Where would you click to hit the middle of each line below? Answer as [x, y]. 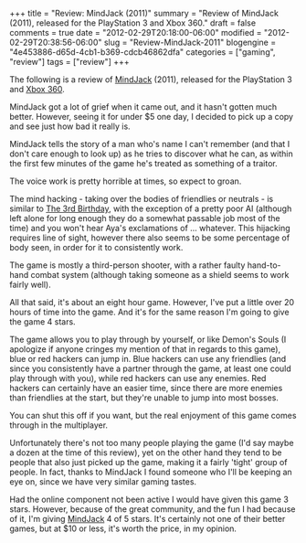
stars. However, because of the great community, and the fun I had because [153, 509]
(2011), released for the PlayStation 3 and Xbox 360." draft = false [133, 23]
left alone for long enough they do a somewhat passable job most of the [145, 218]
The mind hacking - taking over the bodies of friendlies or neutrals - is [142, 199]
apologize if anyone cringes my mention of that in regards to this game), [145, 349]
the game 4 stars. [42, 322]
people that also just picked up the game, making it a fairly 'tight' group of [148, 462]
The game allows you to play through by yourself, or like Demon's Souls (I [148, 339]
